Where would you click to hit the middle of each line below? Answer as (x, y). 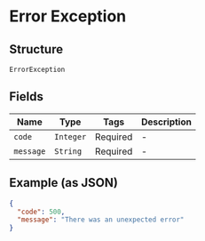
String (68, 151)
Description (167, 122)
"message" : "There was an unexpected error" (101, 220)
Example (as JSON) (63, 183)
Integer (71, 137)
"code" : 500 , (41, 212)
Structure (36, 49)
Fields (27, 96)
